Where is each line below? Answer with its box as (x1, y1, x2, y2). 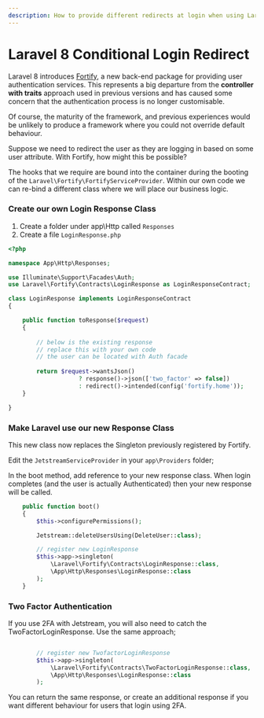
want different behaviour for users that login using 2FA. (8, 701, 187, 710)
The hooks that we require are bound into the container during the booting (8, 167, 249, 177)
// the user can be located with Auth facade (36, 353, 189, 361)
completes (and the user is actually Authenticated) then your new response (8, 479, 252, 488)
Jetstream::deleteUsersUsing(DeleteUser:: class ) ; (36, 532, 202, 539)
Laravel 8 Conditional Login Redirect (8, 45, 250, 63)
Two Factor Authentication (8, 601, 112, 612)
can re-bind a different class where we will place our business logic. (8, 184, 229, 193)
